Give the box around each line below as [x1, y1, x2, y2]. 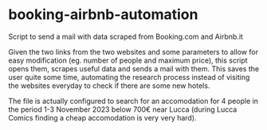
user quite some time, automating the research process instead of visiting [8, 72, 250, 82]
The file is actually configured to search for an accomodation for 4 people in [8, 96, 259, 105]
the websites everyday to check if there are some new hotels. [8, 81, 210, 90]
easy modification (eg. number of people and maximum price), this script [8, 55, 249, 65]
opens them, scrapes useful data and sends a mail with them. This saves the [8, 63, 260, 73]
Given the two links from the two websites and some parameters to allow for [8, 47, 259, 56]
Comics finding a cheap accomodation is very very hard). [8, 113, 197, 122]
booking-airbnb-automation [8, 6, 198, 24]
